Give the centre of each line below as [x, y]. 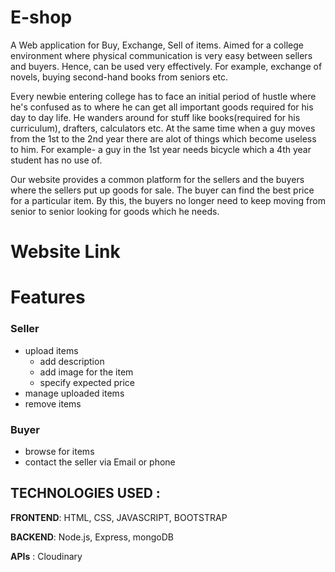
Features [48, 297]
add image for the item [86, 372]
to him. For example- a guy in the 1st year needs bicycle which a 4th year [161, 149]
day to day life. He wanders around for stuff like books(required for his [155, 117]
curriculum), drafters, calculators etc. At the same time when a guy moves [163, 128]
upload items [51, 350]
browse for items [59, 451]
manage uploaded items [74, 393]
